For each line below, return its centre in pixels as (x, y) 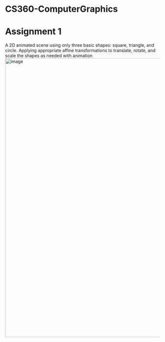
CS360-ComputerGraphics (61, 9)
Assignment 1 (33, 32)
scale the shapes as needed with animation (49, 56)
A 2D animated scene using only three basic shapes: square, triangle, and (80, 45)
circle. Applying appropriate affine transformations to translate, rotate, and (80, 51)
